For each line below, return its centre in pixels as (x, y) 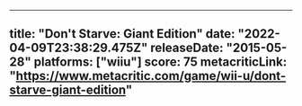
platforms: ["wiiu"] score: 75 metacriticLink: (160, 62)
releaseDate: (187, 48)
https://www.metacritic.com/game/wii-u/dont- (151, 76)
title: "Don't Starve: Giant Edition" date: (122, 34)
